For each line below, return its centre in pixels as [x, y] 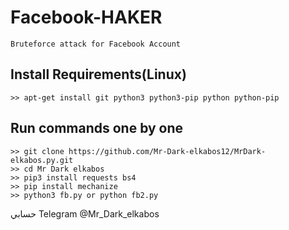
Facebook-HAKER [86, 17]
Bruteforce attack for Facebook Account [96, 44]
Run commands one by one [97, 128]
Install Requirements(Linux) [98, 74]
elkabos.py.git [42, 160]
